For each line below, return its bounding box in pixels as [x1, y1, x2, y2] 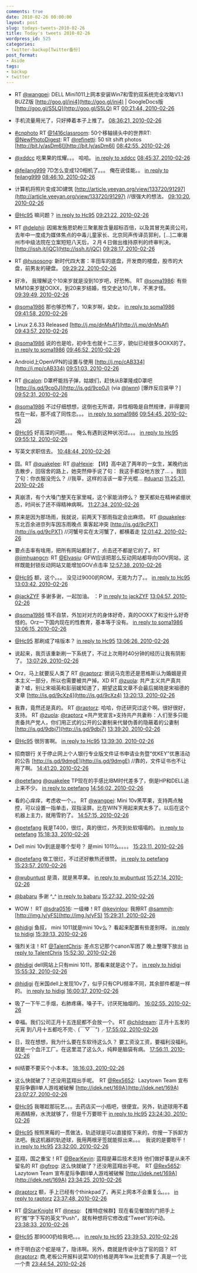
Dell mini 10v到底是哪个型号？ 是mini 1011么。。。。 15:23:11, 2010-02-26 [14, 843, 184, 850]
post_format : [6, 52, 38, 58]
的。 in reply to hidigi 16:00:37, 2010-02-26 [14, 987, 119, 995]
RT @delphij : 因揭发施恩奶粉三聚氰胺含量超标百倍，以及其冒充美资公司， [14, 224, 191, 231]
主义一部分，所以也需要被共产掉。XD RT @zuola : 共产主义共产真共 [19, 677, 181, 684]
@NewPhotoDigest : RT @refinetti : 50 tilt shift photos [14, 136, 142, 143]
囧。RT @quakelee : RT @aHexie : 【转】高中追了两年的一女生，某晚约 [14, 460, 184, 467]
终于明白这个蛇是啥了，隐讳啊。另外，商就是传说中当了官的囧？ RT [14, 1245, 177, 1253]
